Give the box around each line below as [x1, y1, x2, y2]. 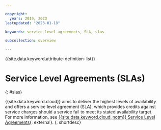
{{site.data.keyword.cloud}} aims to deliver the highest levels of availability [5, 99, 156, 105]
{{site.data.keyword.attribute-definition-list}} [5, 56, 96, 62]
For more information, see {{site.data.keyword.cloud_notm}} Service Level [5, 114, 156, 120]
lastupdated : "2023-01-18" [5, 21, 60, 25]
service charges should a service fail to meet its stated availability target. [5, 109, 153, 115]
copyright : [5, 11, 27, 16]
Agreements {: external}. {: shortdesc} [5, 119, 81, 125]
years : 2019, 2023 [9, 16, 48, 21]
